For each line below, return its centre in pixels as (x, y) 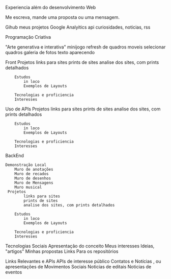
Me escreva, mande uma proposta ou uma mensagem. (63, 17)
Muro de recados (32, 174)
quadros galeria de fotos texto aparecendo (50, 52)
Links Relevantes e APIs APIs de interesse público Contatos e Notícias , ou (83, 261)
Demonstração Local (26, 165)
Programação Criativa (28, 37)
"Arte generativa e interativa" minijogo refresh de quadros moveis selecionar (85, 47)
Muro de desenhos (33, 178)
